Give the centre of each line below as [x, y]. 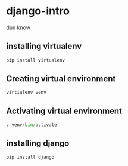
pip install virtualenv [36, 60]
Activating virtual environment [64, 111]
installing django [38, 144]
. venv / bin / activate [32, 125]
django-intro [38, 11]
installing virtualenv [44, 46]
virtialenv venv [26, 93]
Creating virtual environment [61, 79]
